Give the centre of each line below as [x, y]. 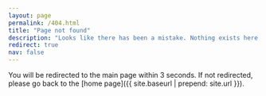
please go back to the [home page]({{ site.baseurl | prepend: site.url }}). [126, 83]
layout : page [30, 15]
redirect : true [33, 45]
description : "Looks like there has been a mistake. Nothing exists [124, 38]
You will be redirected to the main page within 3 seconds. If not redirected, [131, 75]
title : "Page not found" [49, 30]
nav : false [26, 52]
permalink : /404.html [44, 23]
